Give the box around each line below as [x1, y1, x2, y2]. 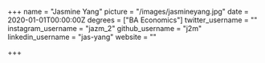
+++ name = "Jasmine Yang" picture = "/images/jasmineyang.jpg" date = [7, 7, 250, 16]
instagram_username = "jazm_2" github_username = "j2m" [7, 24, 202, 33]
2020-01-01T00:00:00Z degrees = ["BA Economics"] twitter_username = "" [7, 15, 258, 25]
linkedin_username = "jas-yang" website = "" [7, 32, 157, 41]
